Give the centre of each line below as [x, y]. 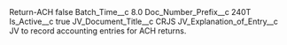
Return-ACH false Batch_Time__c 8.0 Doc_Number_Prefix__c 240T [130, 12]
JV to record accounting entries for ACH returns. [98, 31]
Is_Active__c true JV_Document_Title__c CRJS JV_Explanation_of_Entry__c [144, 21]
